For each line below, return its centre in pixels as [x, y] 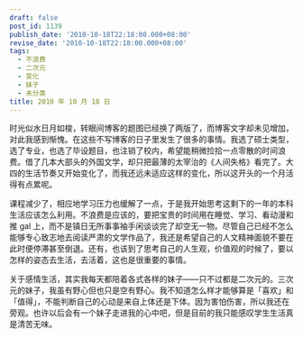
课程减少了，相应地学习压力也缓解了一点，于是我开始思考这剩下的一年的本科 [151, 204]
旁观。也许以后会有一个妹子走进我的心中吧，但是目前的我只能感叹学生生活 [147, 313]
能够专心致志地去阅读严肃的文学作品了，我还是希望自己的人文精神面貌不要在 [151, 238]
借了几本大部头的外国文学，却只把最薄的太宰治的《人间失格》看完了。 [155, 162]
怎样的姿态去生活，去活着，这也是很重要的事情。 [100, 260]
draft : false [34, 18]
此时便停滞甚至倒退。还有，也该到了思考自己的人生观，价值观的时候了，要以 [151, 249]
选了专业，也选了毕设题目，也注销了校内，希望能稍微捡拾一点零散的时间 [143, 151]
